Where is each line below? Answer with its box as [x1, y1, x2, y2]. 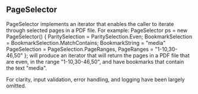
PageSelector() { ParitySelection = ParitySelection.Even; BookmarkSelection [6, 33, 193, 40]
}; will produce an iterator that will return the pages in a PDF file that [24, 51, 190, 59]
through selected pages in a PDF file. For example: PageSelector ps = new [6, 27, 188, 34]
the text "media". [6, 64, 47, 72]
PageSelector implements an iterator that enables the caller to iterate [6, 20, 174, 27]
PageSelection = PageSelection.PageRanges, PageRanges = [6, 46, 154, 53]
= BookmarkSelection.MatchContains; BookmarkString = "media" [6, 39, 166, 46]
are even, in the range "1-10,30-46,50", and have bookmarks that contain [6, 58, 184, 65]
